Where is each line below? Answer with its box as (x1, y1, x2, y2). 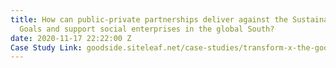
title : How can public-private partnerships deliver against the (10, 14, 288, 25)
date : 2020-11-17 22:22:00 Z (10, 33, 132, 43)
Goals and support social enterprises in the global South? (19, 24, 275, 34)
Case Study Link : (10, 42, 83, 53)
